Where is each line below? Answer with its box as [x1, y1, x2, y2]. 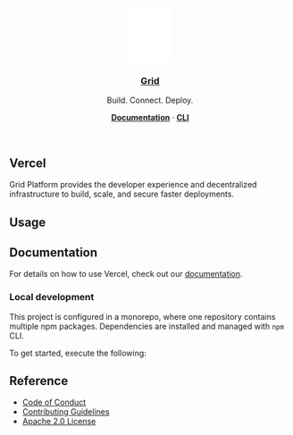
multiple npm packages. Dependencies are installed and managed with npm [9, 321, 284, 331]
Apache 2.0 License [21, 416, 96, 427]
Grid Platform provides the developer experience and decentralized [9, 180, 257, 190]
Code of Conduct [21, 397, 87, 408]
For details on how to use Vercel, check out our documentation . [9, 269, 243, 280]
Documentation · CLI [111, 113, 189, 123]
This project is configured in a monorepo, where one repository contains [9, 311, 276, 322]
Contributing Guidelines [21, 406, 110, 417]
